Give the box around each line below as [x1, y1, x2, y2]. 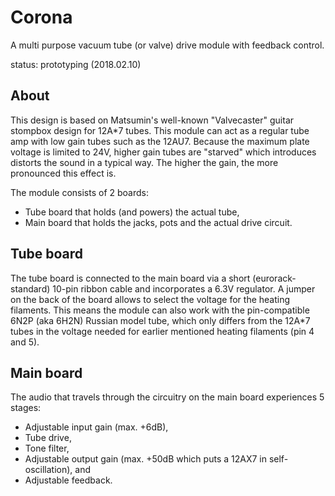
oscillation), [24, 464, 73, 476]
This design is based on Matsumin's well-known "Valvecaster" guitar [10, 114, 295, 126]
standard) [10, 282, 51, 295]
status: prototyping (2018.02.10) [10, 58, 142, 70]
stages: [10, 402, 42, 414]
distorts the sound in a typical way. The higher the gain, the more [10, 156, 279, 168]
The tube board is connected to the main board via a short [10, 272, 251, 284]
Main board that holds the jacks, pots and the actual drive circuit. [24, 216, 293, 228]
